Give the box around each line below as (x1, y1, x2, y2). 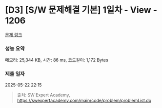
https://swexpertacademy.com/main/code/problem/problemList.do (17, 97, 152, 103)
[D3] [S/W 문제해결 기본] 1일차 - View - (5, 4, 158, 16)
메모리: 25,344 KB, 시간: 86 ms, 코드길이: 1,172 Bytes (5, 57, 108, 63)
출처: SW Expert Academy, (17, 92, 70, 98)
